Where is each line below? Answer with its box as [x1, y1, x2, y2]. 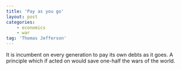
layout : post [6, 14, 38, 20]
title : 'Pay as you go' [6, 8, 64, 14]
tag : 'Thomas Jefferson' [6, 35, 67, 41]
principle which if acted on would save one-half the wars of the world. [6, 57, 176, 64]
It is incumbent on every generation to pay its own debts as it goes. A [6, 51, 173, 58]
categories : [6, 19, 35, 25]
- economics [16, 24, 46, 31]
